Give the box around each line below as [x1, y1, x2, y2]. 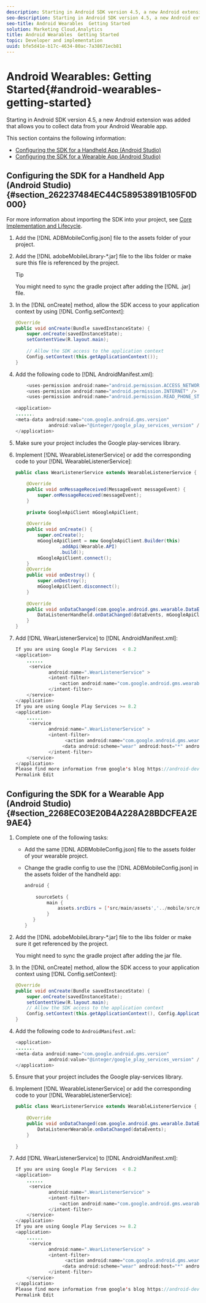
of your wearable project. [24, 852, 89, 859]
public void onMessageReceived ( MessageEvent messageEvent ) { [26, 486, 186, 493]
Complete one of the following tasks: [15, 834, 109, 841]
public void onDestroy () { [26, 572, 96, 578]
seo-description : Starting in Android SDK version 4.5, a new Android [6, 15, 191, 21]
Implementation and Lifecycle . [6, 222, 83, 229]
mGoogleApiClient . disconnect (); [37, 583, 120, 590]
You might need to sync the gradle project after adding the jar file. [15, 951, 182, 959]
